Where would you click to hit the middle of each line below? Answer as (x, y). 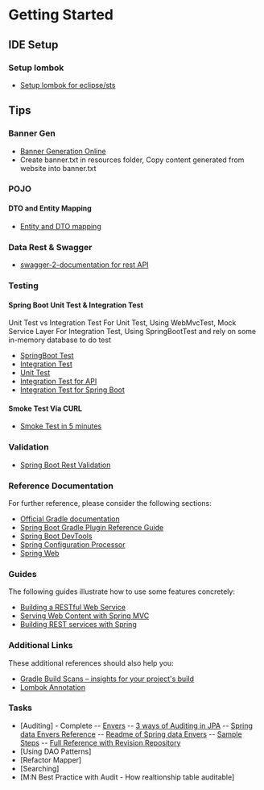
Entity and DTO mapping (61, 226)
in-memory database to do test (60, 340)
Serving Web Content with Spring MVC (85, 616)
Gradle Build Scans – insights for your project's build (107, 679)
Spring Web (39, 553)
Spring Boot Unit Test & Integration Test (76, 305)
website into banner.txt (58, 168)
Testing (23, 286)
